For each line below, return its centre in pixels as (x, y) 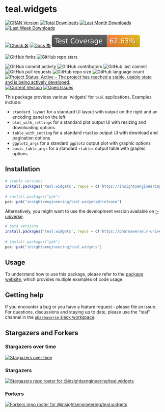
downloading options (33, 127)
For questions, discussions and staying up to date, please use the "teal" (78, 312)
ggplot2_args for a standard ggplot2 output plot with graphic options (82, 143)
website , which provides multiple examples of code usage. (64, 279)
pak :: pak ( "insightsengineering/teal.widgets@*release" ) (63, 202)
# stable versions (24, 181)
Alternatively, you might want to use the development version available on (80, 211)
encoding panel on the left (39, 117)
